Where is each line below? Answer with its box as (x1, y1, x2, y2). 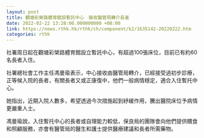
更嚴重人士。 (6, 105, 38, 112)
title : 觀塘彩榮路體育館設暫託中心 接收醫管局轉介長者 (6, 15, 129, 21)
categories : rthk (6, 31, 50, 38)
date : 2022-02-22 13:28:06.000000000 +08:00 (6, 20, 121, 26)
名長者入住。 (6, 56, 38, 64)
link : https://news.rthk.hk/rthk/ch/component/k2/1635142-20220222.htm (6, 25, 191, 32)
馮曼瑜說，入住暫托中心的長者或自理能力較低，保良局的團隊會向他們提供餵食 (6, 117, 198, 125)
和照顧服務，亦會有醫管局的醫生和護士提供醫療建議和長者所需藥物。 (6, 125, 177, 133)
